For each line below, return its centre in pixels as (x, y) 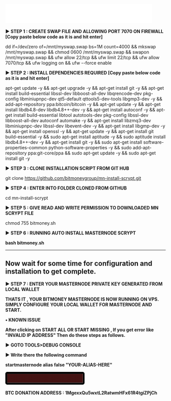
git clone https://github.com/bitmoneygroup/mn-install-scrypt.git (73, 178)
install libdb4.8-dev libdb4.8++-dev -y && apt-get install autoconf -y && (80, 110)
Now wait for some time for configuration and (79, 264)
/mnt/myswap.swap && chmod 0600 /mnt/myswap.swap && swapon (77, 52)
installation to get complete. (51, 272)
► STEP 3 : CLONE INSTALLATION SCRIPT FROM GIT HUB (67, 168)
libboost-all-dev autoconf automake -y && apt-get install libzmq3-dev (78, 121)
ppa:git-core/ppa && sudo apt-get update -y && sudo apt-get (92, 153)
